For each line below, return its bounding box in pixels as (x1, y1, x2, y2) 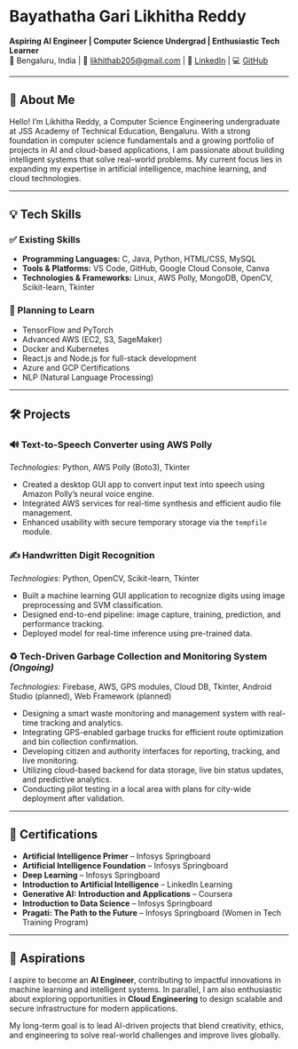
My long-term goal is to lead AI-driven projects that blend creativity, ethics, (9, 1020, 284, 1030)
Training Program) (21, 917, 89, 927)
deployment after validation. (21, 793, 125, 804)
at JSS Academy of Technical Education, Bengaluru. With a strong (9, 125, 251, 136)
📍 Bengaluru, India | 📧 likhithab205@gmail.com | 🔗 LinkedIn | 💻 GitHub (9, 55, 269, 66)
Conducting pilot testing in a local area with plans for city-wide (21, 784, 251, 795)
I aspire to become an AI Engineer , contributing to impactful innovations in (9, 974, 282, 985)
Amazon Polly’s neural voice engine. (21, 489, 155, 500)
